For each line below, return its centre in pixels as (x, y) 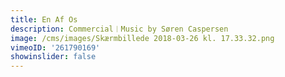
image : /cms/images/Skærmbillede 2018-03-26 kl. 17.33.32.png (142, 38)
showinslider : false (53, 57)
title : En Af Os (44, 19)
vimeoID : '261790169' (55, 47)
